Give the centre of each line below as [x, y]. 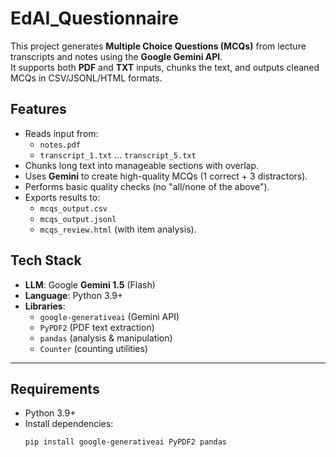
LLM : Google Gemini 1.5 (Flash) [90, 284]
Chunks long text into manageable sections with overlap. [142, 165]
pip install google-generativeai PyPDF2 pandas [125, 442]
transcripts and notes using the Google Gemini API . [116, 56]
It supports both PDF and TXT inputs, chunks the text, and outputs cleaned [165, 67]
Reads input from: [61, 133]
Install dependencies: [69, 424]
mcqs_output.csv [73, 208]
